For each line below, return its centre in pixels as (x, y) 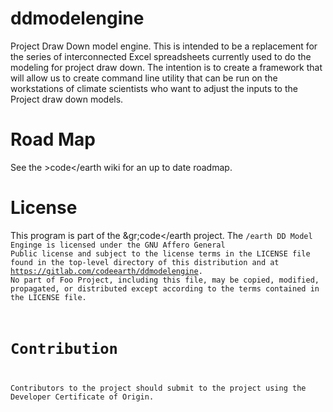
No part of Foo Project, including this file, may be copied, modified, (165, 280)
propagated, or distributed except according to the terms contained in (165, 288)
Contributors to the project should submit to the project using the (158, 388)
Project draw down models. (67, 99)
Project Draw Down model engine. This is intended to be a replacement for (164, 46)
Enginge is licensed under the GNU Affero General (118, 245)
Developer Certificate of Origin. (82, 397)
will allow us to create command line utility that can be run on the (144, 78)
